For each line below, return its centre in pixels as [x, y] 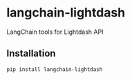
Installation [31, 53]
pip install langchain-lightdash [55, 69]
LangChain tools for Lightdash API [55, 32]
